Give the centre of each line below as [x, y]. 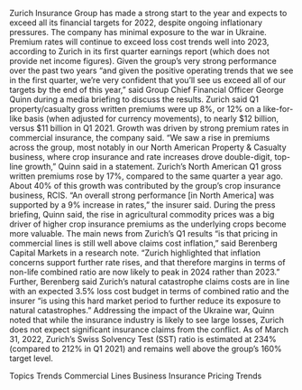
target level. [32, 358]
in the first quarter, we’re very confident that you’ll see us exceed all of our [148, 80]
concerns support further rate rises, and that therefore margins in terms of [147, 262]
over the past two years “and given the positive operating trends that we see [151, 70]
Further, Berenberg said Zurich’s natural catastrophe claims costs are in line [150, 282]
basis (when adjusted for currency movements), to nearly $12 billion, [151, 118]
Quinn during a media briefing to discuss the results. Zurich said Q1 [134, 99]
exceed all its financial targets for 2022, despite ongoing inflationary [136, 23]
